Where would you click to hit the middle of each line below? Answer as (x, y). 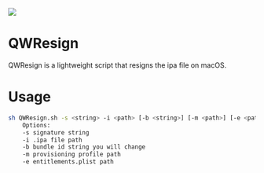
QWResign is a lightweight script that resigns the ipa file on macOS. (117, 65)
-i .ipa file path (52, 140)
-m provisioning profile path (72, 155)
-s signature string (56, 133)
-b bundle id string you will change (84, 147)
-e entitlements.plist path (68, 162)
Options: (37, 125)
